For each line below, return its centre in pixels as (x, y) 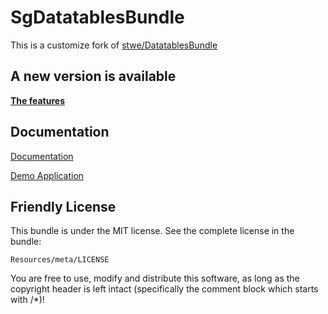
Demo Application (47, 175)
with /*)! (27, 300)
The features (37, 100)
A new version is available (93, 76)
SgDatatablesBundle (97, 17)
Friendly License (63, 206)
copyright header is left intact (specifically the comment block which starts (164, 289)
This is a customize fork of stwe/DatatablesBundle (114, 45)
